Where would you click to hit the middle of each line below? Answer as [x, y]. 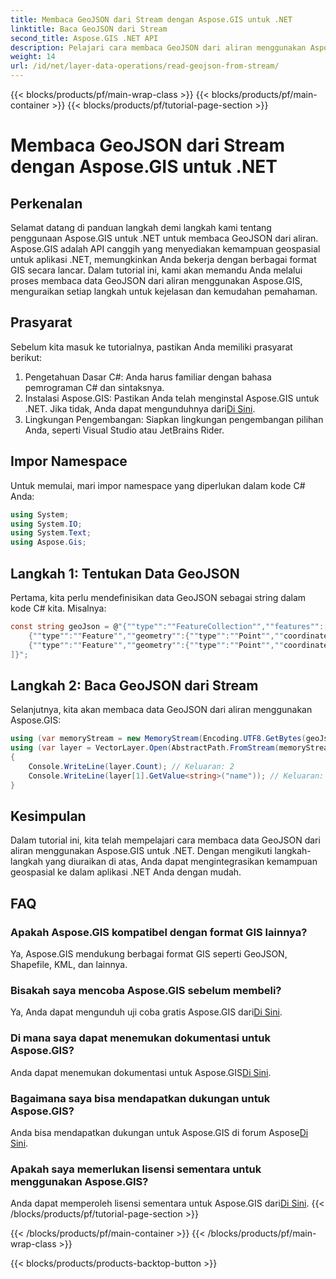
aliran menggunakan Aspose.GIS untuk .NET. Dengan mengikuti [141, 851]
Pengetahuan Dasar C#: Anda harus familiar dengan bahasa [148, 377]
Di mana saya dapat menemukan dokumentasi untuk [140, 1038]
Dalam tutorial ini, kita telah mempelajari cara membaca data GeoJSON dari [165, 840]
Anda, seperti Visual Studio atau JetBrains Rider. [124, 430]
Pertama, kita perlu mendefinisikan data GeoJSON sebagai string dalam [158, 597]
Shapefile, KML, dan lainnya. [69, 964]
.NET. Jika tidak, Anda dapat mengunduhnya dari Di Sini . [140, 408]
